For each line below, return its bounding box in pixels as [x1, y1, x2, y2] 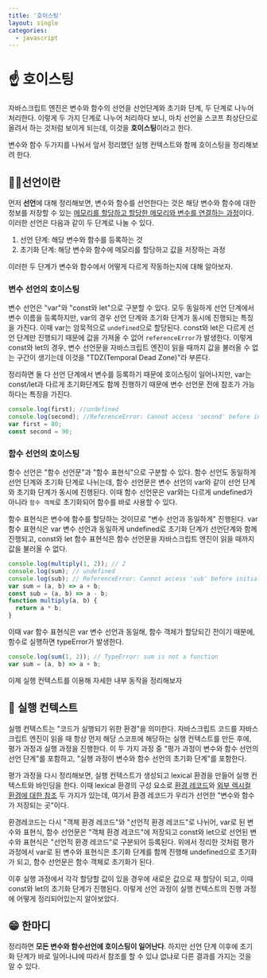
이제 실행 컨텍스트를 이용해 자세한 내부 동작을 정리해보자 [8, 675, 183, 685]
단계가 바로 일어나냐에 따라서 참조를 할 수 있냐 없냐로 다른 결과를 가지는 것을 [16, 952, 252, 961]
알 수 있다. [8, 961, 41, 971]
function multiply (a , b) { [8, 597, 98, 605]
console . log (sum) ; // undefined [8, 567, 115, 575]
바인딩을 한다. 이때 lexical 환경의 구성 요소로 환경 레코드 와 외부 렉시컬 [35, 780, 252, 790]
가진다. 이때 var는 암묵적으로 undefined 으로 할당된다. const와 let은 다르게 [16, 323, 246, 332]
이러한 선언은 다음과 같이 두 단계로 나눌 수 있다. [8, 218, 155, 227]
